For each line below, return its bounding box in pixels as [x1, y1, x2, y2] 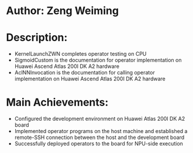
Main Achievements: [6, 96, 109, 109]
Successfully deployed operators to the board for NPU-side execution [14, 140, 183, 147]
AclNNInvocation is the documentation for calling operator [14, 69, 155, 76]
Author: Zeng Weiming [6, 4, 119, 18]
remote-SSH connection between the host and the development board [14, 134, 185, 141]
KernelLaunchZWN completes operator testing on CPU [14, 50, 147, 57]
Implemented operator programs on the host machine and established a [14, 128, 188, 135]
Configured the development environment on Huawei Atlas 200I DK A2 [14, 115, 185, 123]
